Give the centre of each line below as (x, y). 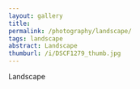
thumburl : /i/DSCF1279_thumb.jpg (65, 53)
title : (19, 23)
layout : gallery (36, 16)
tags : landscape (36, 38)
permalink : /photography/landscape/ (70, 31)
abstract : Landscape (43, 46)
